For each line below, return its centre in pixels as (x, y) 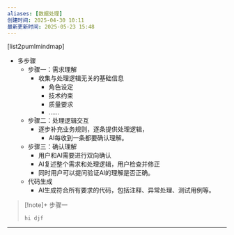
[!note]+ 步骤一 (46, 205)
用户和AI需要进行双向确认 (75, 156)
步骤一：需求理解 (52, 70)
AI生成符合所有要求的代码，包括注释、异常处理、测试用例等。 (126, 190)
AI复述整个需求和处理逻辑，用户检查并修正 (99, 164)
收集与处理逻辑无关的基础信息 (81, 78)
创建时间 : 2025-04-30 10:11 (46, 20)
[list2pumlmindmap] (36, 47)
